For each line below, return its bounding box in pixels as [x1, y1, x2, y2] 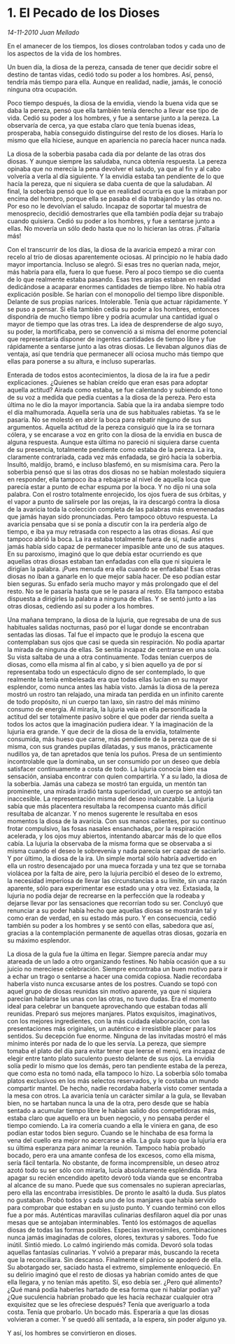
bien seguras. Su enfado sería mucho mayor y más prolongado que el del [7, 579, 219, 587]
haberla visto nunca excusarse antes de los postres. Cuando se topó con [7, 979, 218, 987]
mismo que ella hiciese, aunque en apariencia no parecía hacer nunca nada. [7, 135, 227, 145]
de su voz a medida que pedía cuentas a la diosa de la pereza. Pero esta [7, 393, 216, 401]
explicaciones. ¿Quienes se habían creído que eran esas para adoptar [7, 378, 208, 387]
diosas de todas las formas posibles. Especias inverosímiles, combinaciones [7, 1225, 227, 1234]
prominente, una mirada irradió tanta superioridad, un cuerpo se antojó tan [7, 787, 222, 795]
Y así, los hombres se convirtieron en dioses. [7, 1329, 137, 1337]
